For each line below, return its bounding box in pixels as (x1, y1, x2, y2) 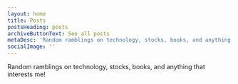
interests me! (7, 70, 46, 78)
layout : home (7, 10, 46, 18)
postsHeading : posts (7, 23, 69, 30)
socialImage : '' (7, 43, 56, 50)
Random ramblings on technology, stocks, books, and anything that (7, 63, 205, 71)
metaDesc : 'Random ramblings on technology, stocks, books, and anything (7, 37, 232, 44)
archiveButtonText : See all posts (7, 30, 110, 37)
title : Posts (7, 17, 46, 24)
